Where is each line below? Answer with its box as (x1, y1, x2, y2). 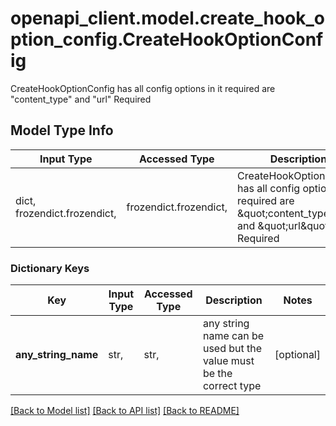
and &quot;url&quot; (237, 218, 332, 232)
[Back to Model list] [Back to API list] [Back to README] (10, 405, 240, 417)
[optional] (274, 348, 321, 362)
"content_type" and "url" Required (10, 93, 152, 105)
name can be (202, 329, 265, 343)
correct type (202, 379, 262, 393)
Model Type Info (10, 122, 114, 139)
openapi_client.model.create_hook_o (10, 7, 325, 30)
